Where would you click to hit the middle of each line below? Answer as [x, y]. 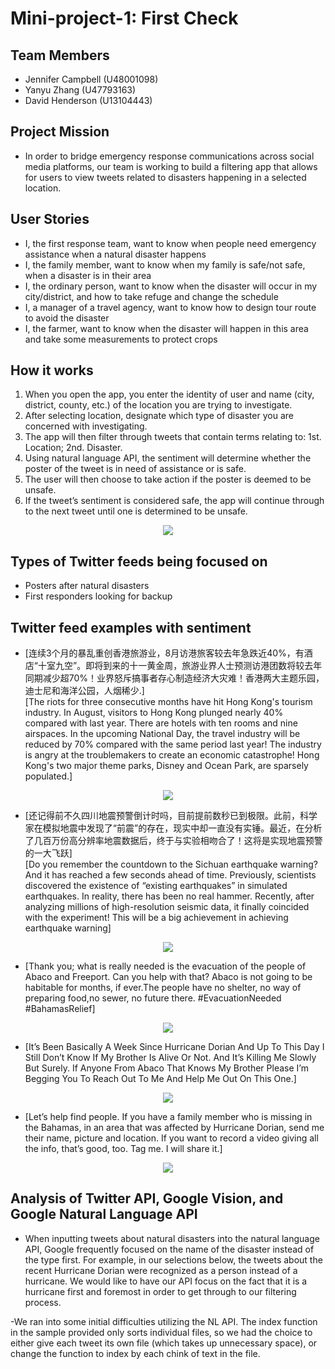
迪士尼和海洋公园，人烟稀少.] [84, 691]
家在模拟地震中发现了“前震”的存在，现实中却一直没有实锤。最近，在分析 [173, 828]
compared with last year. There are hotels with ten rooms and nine [161, 723]
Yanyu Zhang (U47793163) [80, 90]
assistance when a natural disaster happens [115, 254]
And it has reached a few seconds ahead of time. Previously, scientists [170, 875]
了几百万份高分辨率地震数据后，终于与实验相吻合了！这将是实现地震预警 [173, 841]
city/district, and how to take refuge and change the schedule [151, 296]
